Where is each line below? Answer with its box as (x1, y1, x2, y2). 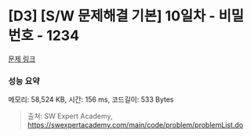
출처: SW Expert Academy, (27, 111, 113, 121)
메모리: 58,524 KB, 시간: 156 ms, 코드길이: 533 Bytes (8, 95, 174, 104)
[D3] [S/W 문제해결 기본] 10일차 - (8, 7, 216, 25)
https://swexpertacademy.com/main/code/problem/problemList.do (27, 121, 244, 130)
